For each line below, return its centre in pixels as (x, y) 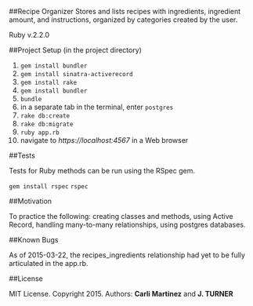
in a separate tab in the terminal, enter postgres (97, 107)
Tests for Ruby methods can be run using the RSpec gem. (102, 171)
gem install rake (49, 82)
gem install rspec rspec (49, 187)
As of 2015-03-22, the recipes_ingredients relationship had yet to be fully (127, 255)
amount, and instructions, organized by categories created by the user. (123, 20)
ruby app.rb (40, 133)
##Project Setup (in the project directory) (75, 50)
